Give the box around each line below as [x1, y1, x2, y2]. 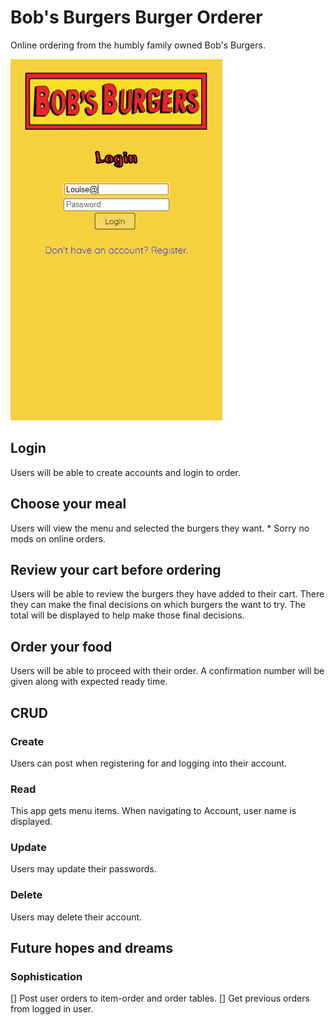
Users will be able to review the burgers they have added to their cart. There [10, 588, 325, 600]
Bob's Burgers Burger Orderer [10, 6, 263, 29]
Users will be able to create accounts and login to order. [10, 466, 241, 478]
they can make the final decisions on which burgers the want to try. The [10, 599, 307, 611]
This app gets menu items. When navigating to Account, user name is [10, 805, 297, 817]
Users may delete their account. [10, 911, 143, 923]
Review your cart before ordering [10, 561, 222, 578]
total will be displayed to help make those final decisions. [10, 609, 245, 621]
